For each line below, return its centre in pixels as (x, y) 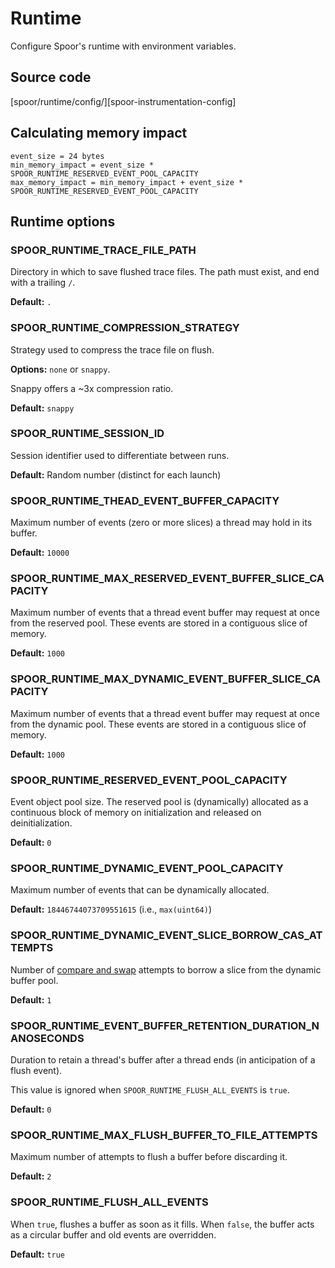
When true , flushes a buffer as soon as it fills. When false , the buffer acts (162, 1224)
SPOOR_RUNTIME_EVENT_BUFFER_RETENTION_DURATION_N (165, 1025)
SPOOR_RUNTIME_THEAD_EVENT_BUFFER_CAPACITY (145, 500)
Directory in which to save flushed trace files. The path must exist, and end (165, 272)
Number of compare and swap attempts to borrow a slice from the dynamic (166, 969)
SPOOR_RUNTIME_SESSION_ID (87, 434)
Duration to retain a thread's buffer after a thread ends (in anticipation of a (163, 1059)
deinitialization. (41, 823)
